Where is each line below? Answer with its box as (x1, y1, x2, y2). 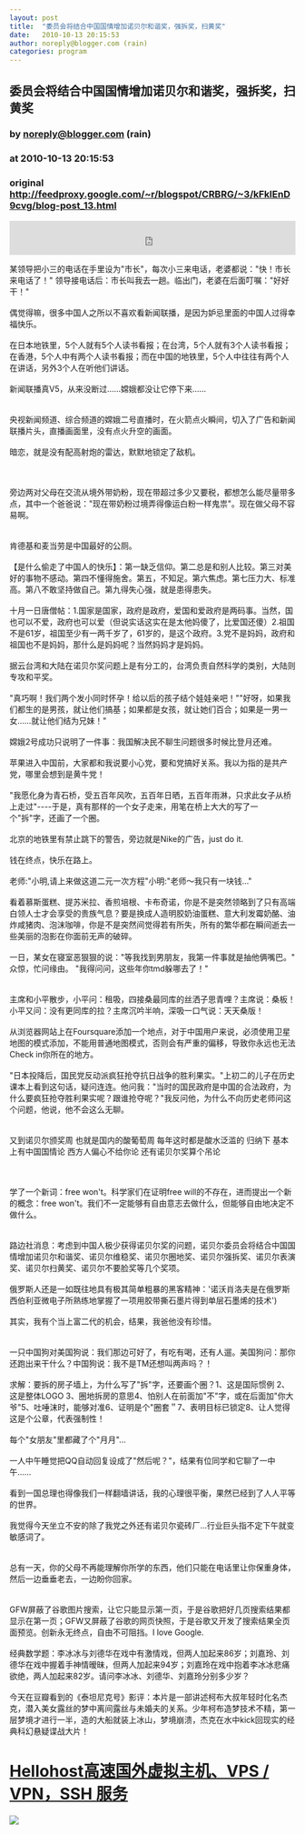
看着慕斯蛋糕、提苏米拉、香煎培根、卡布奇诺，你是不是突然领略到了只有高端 (9, 897, 296, 907)
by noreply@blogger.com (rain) (9, 128, 152, 141)
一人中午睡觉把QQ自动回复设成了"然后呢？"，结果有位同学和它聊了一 (9, 1455, 268, 1466)
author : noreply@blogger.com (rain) (9, 38, 148, 48)
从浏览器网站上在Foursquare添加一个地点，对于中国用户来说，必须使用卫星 (9, 1026, 290, 1037)
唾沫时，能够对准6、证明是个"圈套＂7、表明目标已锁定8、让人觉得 (41, 1401, 290, 1412)
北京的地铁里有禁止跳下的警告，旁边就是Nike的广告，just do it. (9, 833, 243, 844)
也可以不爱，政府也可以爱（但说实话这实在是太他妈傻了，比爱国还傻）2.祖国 (9, 616, 295, 627)
